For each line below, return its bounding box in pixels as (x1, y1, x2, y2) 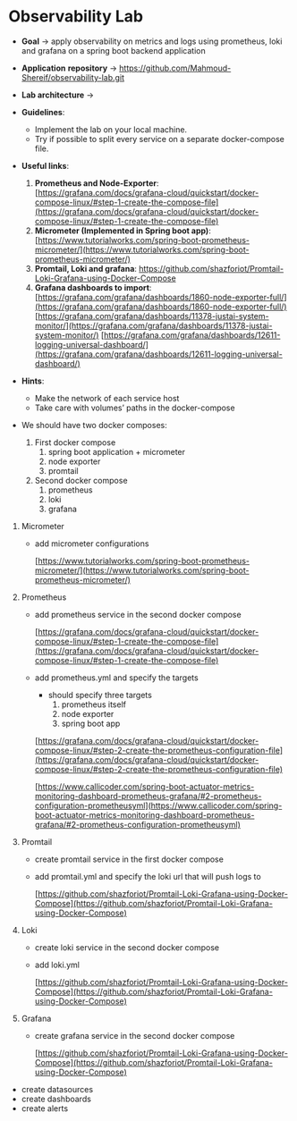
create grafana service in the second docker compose (34, 1030, 235, 1041)
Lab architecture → (21, 89, 95, 100)
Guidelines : (21, 106, 65, 117)
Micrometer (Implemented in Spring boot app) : (34, 225, 211, 236)
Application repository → (21, 63, 118, 73)
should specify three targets (47, 689, 153, 700)
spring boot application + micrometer (47, 446, 185, 457)
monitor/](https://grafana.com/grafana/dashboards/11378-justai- (34, 320, 273, 331)
